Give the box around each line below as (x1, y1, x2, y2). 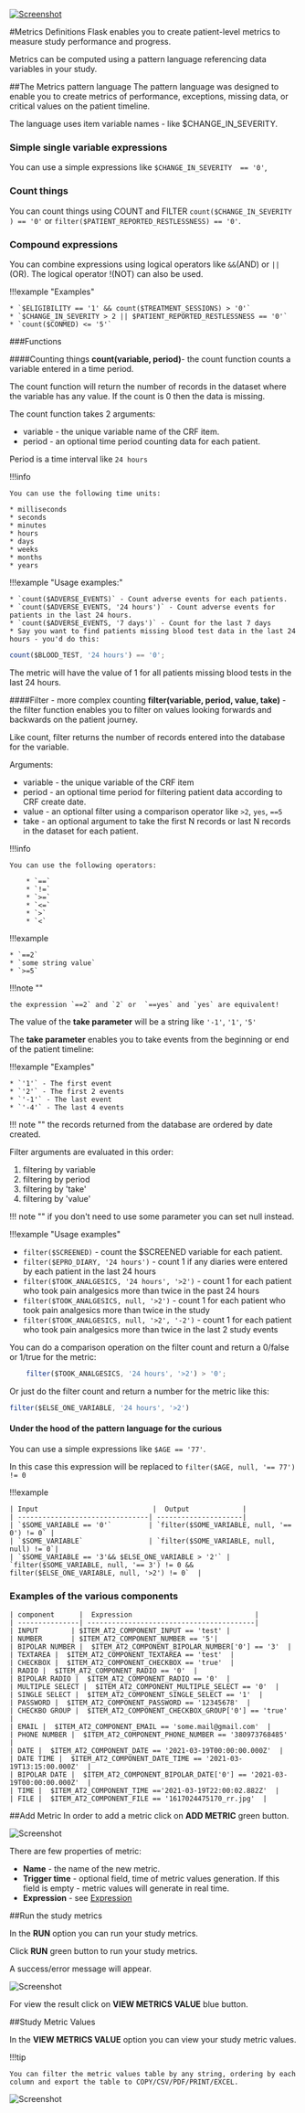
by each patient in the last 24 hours (22, 1266, 157, 1277)
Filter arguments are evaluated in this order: (9, 1146, 174, 1157)
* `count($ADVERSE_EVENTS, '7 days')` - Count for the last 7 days (9, 618, 272, 628)
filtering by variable (22, 1163, 96, 1174)
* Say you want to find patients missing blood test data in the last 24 (9, 626, 297, 635)
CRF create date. (22, 796, 87, 807)
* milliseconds (9, 504, 68, 514)
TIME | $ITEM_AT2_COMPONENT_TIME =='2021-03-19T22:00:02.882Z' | (17, 1787, 280, 1796)
